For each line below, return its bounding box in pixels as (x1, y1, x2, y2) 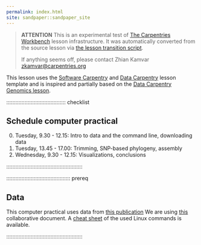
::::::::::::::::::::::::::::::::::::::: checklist (6, 98, 90, 106)
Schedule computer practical (6, 116, 118, 126)
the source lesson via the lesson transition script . (21, 44, 144, 51)
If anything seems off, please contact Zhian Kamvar (21, 56, 150, 63)
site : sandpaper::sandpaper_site (6, 15, 91, 21)
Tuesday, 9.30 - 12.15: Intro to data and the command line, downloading (14, 132, 193, 139)
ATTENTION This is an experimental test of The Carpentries (21, 31, 171, 38)
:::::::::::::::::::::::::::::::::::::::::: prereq (6, 175, 89, 182)
